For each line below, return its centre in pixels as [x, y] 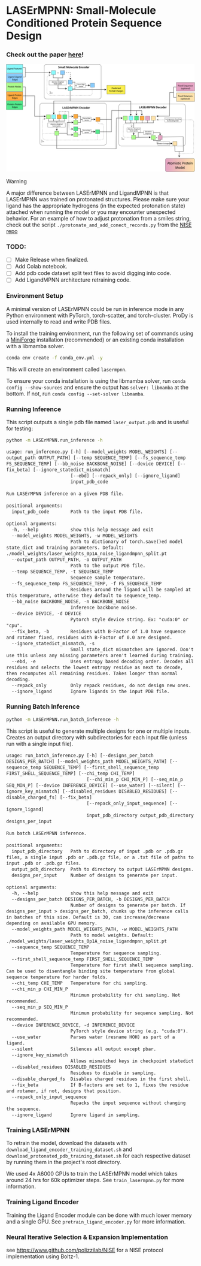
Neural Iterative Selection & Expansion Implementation [87, 1237]
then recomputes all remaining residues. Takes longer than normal [92, 673]
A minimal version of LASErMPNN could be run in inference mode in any [95, 309]
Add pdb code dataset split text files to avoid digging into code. [93, 273]
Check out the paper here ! [45, 55]
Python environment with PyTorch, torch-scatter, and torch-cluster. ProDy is [100, 315]
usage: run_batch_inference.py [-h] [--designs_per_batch [80, 756]
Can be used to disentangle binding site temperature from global [91, 971]
